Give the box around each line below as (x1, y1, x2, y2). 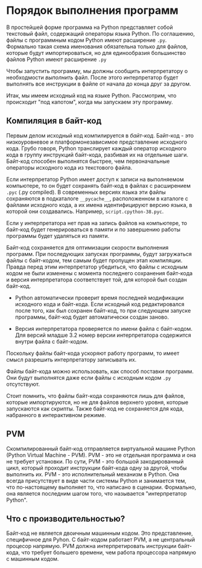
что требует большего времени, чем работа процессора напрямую (21, 549, 197, 556)
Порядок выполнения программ (6, 4, 179, 18)
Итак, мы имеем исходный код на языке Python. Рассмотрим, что (6, 92, 177, 99)
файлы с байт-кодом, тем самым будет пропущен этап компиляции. (6, 257, 183, 264)
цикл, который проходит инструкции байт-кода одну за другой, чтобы (6, 464, 187, 471)
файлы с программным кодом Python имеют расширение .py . (6, 36, 167, 43)
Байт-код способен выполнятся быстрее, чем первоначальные (6, 158, 170, 165)
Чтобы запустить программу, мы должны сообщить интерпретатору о (6, 67, 188, 74)
